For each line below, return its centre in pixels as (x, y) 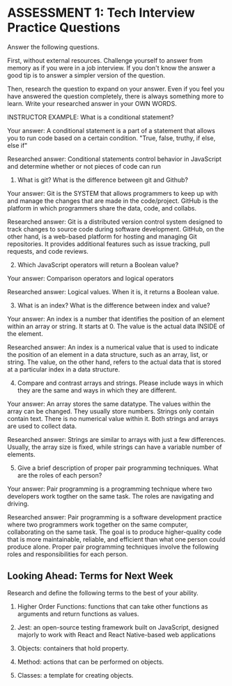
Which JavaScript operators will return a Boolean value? (98, 265)
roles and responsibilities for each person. (68, 554)
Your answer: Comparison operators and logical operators (91, 278)
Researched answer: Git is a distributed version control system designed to (115, 222)
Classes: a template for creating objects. (75, 675)
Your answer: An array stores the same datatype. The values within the (109, 404)
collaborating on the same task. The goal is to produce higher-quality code (114, 532)
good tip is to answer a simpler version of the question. (86, 75)
